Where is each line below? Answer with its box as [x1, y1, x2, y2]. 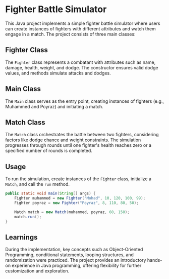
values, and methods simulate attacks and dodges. [5, 70, 111, 76]
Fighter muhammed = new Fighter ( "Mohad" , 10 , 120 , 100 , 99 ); [14, 196, 146, 201]
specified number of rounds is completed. [5, 148, 92, 154]
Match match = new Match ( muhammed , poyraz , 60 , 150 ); [14, 209, 130, 215]
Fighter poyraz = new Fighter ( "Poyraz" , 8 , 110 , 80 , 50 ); [14, 200, 139, 206]
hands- [147, 257, 162, 263]
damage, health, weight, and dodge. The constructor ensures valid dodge [5, 64, 158, 70]
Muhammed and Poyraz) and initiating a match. [5, 103, 103, 109]
